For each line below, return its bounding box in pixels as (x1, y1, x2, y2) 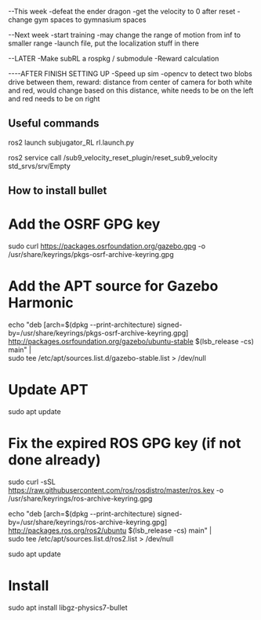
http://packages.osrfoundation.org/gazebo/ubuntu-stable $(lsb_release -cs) (8, 337, 255, 347)
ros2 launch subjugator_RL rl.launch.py (8, 138, 135, 147)
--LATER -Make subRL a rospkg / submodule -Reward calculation (8, 54, 219, 63)
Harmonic (8, 294, 74, 312)
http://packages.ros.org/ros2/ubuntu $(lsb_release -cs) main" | (8, 526, 212, 535)
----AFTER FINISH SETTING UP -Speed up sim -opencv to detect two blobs (8, 69, 252, 78)
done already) (8, 451, 101, 469)
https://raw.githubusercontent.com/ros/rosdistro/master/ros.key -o (8, 485, 224, 494)
